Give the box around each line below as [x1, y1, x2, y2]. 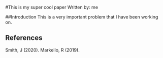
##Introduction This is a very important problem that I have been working [5, 14, 158, 19]
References [5, 33, 43, 42]
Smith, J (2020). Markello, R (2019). [5, 47, 80, 53]
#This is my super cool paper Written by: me [5, 4, 98, 10]
